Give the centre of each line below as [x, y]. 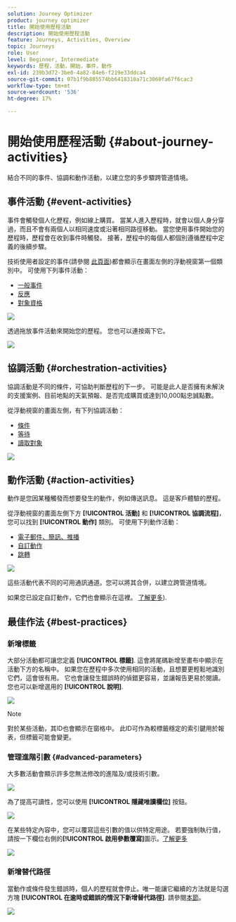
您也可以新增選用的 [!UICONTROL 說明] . [65, 687]
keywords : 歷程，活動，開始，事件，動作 [60, 66]
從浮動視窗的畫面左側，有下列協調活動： [66, 410]
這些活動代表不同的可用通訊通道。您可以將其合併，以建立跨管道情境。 [109, 583]
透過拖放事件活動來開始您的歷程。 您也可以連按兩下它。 [88, 330]
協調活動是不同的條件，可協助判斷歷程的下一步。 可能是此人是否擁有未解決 [116, 387]
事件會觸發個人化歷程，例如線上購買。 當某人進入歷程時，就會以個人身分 [113, 220]
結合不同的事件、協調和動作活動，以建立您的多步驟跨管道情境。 [99, 177]
